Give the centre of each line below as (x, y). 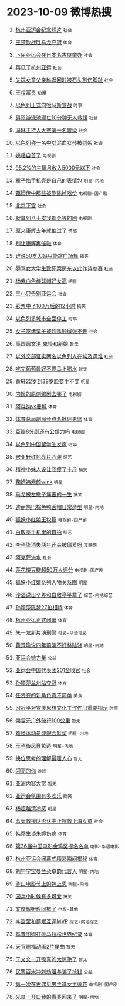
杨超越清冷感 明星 (36, 808)
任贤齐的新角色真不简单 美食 (49, 695)
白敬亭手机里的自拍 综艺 (43, 532)
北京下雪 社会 (31, 205)
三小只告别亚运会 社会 (41, 293)
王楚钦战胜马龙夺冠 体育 (43, 42)
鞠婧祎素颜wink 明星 (39, 482)
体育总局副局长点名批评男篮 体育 (54, 419)
